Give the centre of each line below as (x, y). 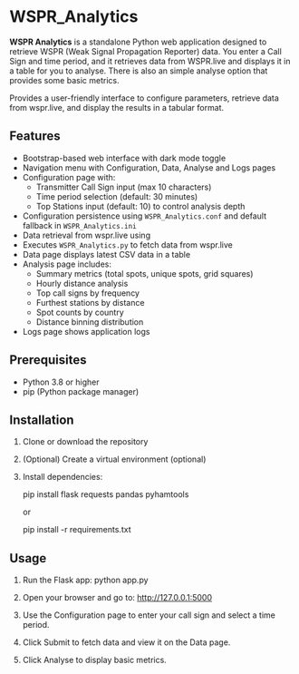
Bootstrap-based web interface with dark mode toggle (124, 158)
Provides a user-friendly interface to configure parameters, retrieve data (144, 98)
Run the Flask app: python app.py (85, 580)
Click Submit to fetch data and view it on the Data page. (126, 642)
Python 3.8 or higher (61, 382)
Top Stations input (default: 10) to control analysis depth (140, 206)
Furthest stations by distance (90, 302)
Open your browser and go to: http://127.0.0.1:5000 (117, 598)
